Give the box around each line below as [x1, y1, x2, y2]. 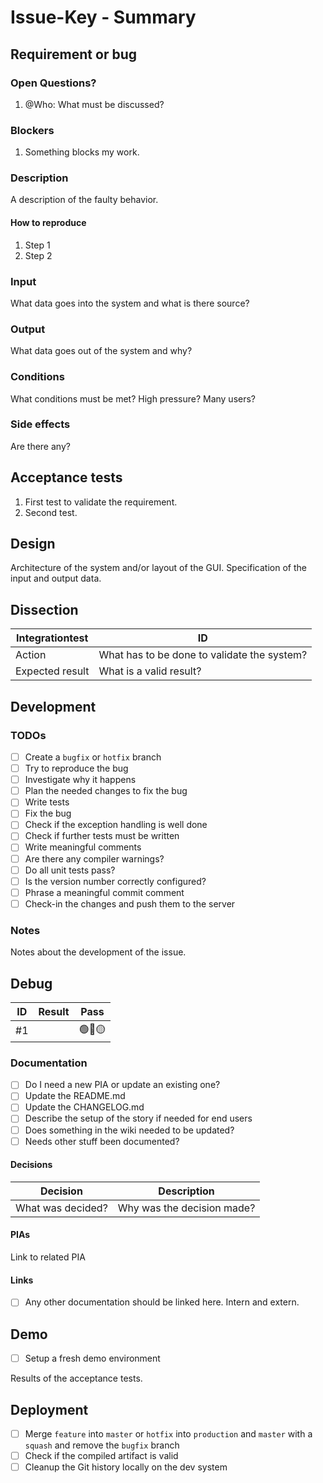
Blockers [10, 123, 55, 137]
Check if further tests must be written [24, 830, 180, 842]
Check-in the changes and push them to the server [24, 897, 236, 910]
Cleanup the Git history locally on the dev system [24, 1461, 228, 1473]
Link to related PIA [10, 1251, 86, 1263]
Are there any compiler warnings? [24, 852, 165, 865]
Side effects [10, 417, 71, 431]
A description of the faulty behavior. [10, 194, 159, 206]
